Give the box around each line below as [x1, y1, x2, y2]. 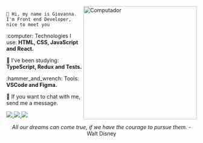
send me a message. [6, 100, 59, 106]
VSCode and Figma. [6, 81, 57, 88]
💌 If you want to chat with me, [6, 93, 80, 100]
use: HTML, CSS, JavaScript [6, 39, 79, 46]
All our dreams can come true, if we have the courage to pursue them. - [11, 124, 192, 130]
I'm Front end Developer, [6, 16, 71, 22]
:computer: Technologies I [6, 33, 71, 39]
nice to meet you [6, 22, 50, 28]
